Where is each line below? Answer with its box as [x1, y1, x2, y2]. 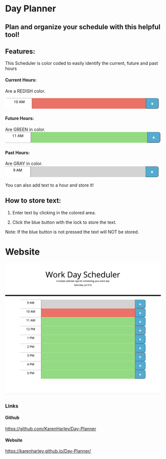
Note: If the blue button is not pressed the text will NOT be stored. [5, 229, 139, 235]
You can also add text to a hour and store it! [5, 182, 94, 188]
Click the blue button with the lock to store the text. [12, 219, 117, 225]
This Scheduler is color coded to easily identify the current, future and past [5, 60, 158, 66]
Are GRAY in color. [5, 160, 43, 166]
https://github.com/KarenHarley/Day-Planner [5, 425, 96, 431]
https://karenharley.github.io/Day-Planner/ [5, 448, 91, 454]
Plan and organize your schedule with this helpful [5, 23, 161, 31]
